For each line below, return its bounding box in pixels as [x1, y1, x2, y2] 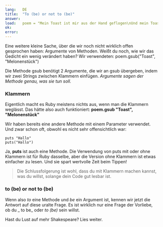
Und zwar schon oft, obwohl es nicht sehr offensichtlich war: [5, 126, 127, 132]
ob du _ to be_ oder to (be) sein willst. [5, 207, 80, 213]
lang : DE [5, 7, 27, 12]
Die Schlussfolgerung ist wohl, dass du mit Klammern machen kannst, [16, 168, 157, 174]
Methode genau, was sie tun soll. [5, 78, 71, 84]
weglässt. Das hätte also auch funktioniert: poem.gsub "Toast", [5, 106, 133, 112]
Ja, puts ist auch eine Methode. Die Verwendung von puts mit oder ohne [5, 149, 150, 155]
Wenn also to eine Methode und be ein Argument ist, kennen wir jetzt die [5, 196, 150, 202]
